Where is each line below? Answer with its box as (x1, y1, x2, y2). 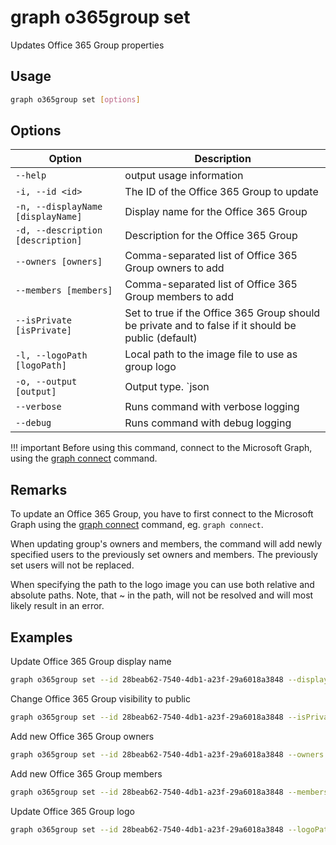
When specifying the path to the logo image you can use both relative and (10, 579, 315, 591)
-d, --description (15, 225, 103, 236)
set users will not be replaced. (10, 559, 135, 571)
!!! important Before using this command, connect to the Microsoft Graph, (10, 442, 313, 454)
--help (15, 170, 47, 181)
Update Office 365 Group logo (10, 805, 135, 817)
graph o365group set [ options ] (10, 94, 141, 105)
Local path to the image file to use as (124, 347, 298, 361)
